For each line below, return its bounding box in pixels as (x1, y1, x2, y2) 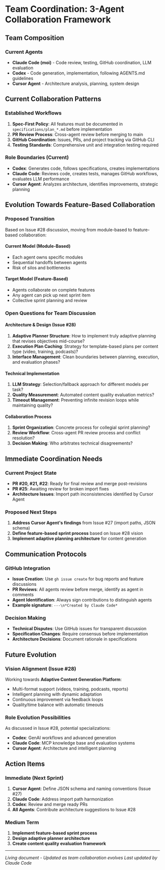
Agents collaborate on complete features (12, 287, 95, 293)
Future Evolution (5, 650, 56, 659)
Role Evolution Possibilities (5, 714, 71, 721)
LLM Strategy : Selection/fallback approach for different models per (12, 381, 149, 387)
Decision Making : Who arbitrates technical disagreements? (12, 440, 133, 446)
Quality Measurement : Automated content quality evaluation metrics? (12, 392, 155, 398)
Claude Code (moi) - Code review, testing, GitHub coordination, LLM (12, 59, 152, 65)
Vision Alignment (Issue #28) (5, 665, 77, 672)
